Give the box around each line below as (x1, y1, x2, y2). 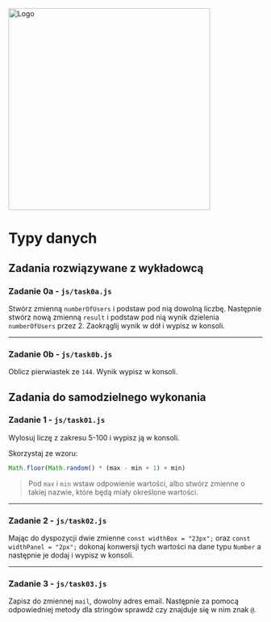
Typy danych (8, 229, 98, 248)
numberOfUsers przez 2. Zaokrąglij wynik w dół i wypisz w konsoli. (8, 320, 226, 330)
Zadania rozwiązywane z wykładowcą (8, 261, 204, 275)
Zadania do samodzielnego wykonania (8, 390, 206, 404)
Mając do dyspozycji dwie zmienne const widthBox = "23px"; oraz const (8, 533, 251, 543)
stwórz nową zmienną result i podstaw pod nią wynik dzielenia (8, 312, 219, 322)
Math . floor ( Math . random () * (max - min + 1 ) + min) (8, 464, 186, 472)
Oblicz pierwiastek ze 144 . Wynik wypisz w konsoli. (8, 367, 178, 377)
